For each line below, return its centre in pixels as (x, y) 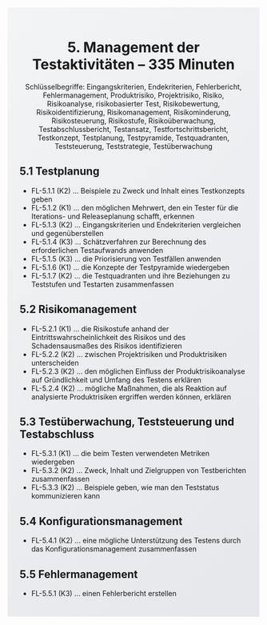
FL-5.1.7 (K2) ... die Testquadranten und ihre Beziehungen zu (131, 275)
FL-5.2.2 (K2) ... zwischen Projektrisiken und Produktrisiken (129, 354)
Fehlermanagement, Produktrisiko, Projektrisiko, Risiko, (133, 95)
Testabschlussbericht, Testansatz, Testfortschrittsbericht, (133, 129)
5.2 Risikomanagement (78, 309)
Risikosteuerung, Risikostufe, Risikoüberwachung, (133, 120)
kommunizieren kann (66, 496)
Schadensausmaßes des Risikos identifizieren (107, 346)
